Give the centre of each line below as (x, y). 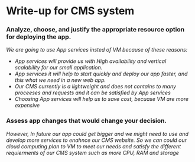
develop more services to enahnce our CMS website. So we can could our (97, 140)
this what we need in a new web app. (60, 80)
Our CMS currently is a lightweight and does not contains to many (95, 87)
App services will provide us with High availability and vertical (90, 61)
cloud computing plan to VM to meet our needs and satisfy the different (94, 146)
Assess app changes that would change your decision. (87, 121)
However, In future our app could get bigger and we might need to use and (97, 134)
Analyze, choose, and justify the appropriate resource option (95, 30)
